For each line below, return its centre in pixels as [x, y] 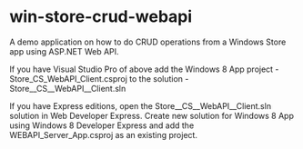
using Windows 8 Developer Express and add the [102, 125]
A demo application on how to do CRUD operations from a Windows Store [148, 42]
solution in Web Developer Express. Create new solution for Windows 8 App [151, 115]
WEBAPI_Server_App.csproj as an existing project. [104, 134]
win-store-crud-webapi [101, 17]
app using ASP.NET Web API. [65, 51]
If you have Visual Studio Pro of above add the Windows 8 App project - [144, 69]
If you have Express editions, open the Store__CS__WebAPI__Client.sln [140, 105]
